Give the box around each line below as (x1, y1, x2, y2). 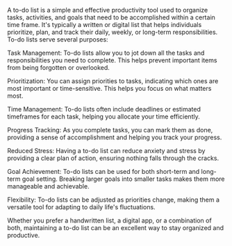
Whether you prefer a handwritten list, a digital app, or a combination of (7, 216, 212, 225)
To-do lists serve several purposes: (7, 35, 109, 44)
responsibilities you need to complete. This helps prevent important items (7, 56, 217, 64)
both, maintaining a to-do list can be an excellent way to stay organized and (7, 224, 224, 231)
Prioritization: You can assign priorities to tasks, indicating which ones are (7, 77, 219, 85)
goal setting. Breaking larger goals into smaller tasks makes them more (22, 175, 225, 183)
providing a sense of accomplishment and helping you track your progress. (7, 133, 222, 141)
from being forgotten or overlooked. (7, 64, 110, 71)
